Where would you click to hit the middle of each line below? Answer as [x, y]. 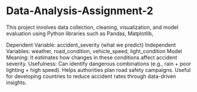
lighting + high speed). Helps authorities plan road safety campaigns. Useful [98, 70]
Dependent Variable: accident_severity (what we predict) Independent [91, 45]
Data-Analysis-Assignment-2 [80, 11]
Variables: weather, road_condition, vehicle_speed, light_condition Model [94, 51]
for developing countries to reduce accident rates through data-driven [91, 76]
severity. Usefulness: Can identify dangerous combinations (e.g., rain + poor [99, 64]
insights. [16, 82]
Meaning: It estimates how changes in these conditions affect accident [92, 57]
